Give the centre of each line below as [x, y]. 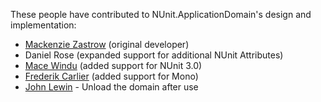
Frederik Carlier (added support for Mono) [111, 76]
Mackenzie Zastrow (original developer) [107, 44]
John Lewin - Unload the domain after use [111, 87]
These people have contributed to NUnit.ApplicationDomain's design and [161, 14]
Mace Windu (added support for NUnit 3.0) [113, 65]
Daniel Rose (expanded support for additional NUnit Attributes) [154, 55]
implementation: [43, 25]
